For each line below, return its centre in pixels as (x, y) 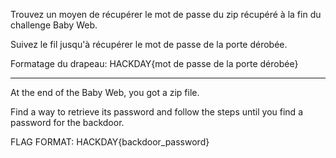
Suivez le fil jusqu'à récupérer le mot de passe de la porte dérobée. (149, 44)
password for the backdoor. (67, 122)
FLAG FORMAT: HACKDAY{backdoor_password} (110, 142)
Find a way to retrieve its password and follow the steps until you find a (156, 112)
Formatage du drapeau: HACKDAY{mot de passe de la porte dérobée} (154, 63)
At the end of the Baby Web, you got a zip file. (105, 92)
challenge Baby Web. (54, 25)
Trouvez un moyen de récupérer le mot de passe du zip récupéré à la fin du (166, 14)
